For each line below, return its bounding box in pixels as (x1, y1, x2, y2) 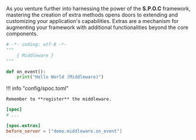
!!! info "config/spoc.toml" (6, 85, 69, 92)
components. (6, 30, 38, 37)
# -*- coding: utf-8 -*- (6, 41, 67, 47)
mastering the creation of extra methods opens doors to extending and (6, 11, 178, 18)
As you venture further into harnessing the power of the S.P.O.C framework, (6, 5, 191, 12)
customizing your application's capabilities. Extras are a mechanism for (6, 18, 179, 24)
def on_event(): (6, 69, 46, 74)
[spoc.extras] (6, 123, 41, 129)
